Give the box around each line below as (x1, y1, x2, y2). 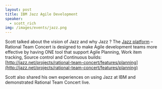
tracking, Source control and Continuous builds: (5, 54, 102, 60)
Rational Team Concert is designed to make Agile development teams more (5, 44, 158, 50)
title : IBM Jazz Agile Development (5, 12, 78, 17)
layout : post (5, 7, 32, 12)
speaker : (5, 16, 23, 21)
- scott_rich (9, 21, 36, 26)
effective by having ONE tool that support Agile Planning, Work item (5, 49, 142, 55)
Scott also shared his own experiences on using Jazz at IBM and (5, 74, 136, 80)
